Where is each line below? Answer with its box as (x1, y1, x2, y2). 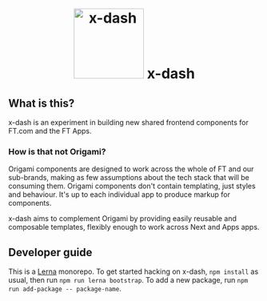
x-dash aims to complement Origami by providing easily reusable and (8, 214, 237, 223)
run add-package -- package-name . (8, 284, 122, 294)
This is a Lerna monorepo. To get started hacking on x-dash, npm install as (8, 267, 259, 276)
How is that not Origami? (8, 146, 106, 157)
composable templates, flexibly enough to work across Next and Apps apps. (8, 223, 260, 232)
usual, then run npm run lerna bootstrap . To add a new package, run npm (8, 275, 249, 285)
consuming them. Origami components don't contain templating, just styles (8, 181, 256, 191)
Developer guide (8, 245, 93, 259)
